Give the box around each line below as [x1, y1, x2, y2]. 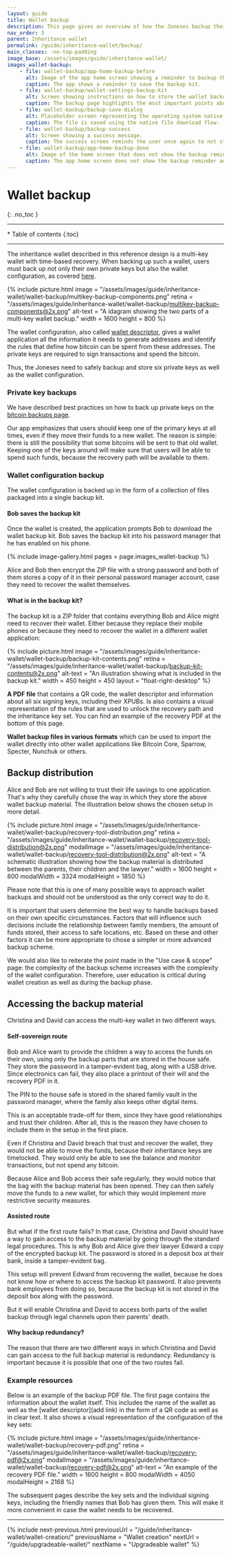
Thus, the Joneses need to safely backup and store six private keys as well [7, 363, 220, 371]
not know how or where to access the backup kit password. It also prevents [7, 1277, 221, 1285]
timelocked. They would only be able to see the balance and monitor [7, 1153, 201, 1162]
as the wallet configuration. [7, 370, 85, 379]
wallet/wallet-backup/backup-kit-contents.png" [7, 654, 142, 663]
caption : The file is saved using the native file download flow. [25, 119, 220, 126]
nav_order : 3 [7, 29, 45, 37]
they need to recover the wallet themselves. [7, 581, 131, 589]
